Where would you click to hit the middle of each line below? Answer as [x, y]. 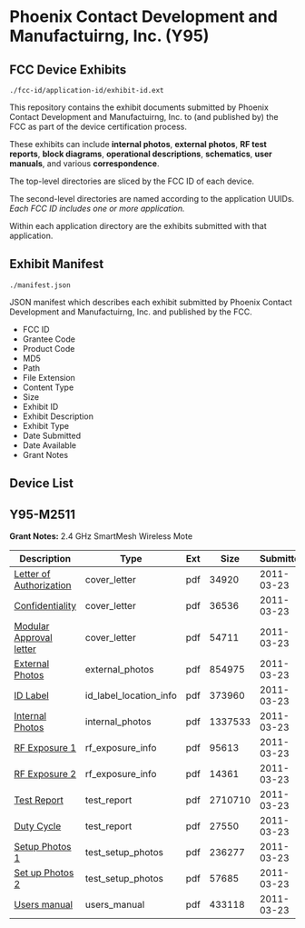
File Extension [49, 377]
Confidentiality [45, 606]
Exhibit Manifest [57, 264]
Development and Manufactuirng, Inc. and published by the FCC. [131, 312]
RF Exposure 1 [45, 748]
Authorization [43, 585]
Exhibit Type [46, 425]
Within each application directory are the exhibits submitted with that [138, 226]
